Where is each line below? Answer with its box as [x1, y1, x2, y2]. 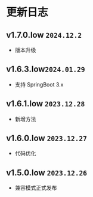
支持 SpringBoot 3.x [14, 80, 64, 88]
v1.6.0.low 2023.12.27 [6, 133, 88, 144]
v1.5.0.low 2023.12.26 [6, 168, 88, 178]
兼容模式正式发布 [14, 184, 57, 192]
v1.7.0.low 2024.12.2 [6, 29, 82, 40]
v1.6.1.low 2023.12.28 [6, 98, 85, 109]
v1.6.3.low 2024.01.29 [6, 64, 85, 74]
